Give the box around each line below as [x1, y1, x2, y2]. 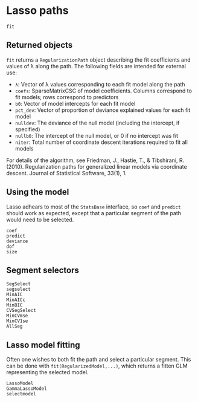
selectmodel [6, 391, 36, 397]
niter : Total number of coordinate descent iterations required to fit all [14, 138, 188, 146]
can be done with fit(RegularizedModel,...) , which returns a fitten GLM [6, 362, 188, 369]
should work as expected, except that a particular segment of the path [6, 209, 181, 216]
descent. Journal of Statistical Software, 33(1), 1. [6, 169, 127, 177]
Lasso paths [6, 4, 69, 18]
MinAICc [6, 297, 26, 303]
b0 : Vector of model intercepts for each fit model [14, 100, 136, 107]
